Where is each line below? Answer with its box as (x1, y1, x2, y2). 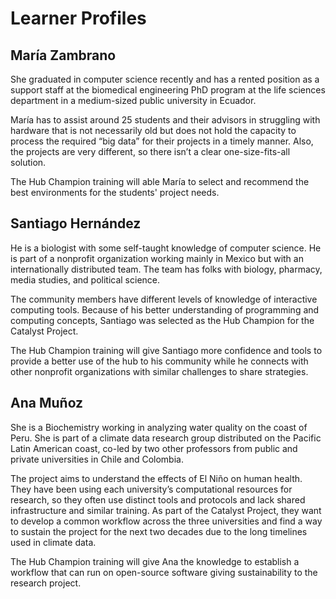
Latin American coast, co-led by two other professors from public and (10, 442, 298, 454)
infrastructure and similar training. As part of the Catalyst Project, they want (10, 504, 322, 516)
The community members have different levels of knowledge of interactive (10, 293, 318, 305)
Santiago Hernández (10, 215, 142, 232)
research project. (10, 577, 82, 589)
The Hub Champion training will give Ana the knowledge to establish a (10, 555, 300, 567)
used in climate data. (10, 536, 97, 548)
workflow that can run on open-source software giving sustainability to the (10, 566, 318, 578)
